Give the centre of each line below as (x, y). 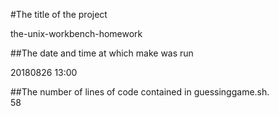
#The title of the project (59, 14)
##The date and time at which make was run (102, 53)
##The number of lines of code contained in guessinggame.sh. (140, 92)
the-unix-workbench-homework (76, 33)
